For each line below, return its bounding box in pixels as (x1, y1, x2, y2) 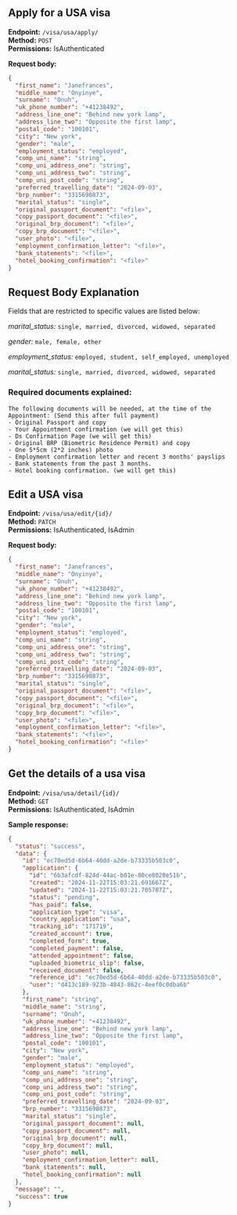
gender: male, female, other (8, 337, 102, 346)
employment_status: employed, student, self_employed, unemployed (8, 352, 229, 362)
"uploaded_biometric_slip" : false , (28, 959, 145, 967)
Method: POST (8, 35, 52, 45)
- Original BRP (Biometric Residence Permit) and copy (8, 439, 191, 447)
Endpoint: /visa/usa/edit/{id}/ (8, 509, 113, 518)
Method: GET (8, 796, 49, 805)
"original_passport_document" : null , (22, 1119, 145, 1127)
